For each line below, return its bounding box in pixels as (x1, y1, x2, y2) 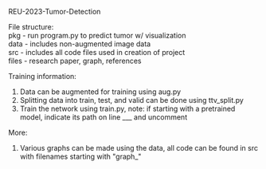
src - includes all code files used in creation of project (8, 48, 186, 57)
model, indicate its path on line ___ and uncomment (19, 112, 188, 122)
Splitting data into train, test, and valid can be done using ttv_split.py (19, 96, 244, 104)
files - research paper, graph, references (8, 56, 142, 65)
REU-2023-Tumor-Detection (8, 7, 101, 16)
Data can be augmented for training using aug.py (19, 87, 182, 96)
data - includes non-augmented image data (8, 39, 151, 49)
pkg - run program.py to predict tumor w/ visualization (8, 31, 186, 40)
